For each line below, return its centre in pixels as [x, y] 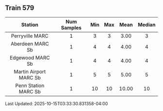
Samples [71, 28]
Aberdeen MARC [30, 44]
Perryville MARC [30, 36]
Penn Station [30, 85]
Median [147, 25]
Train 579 [20, 8]
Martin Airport [30, 71]
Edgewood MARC [30, 58]
